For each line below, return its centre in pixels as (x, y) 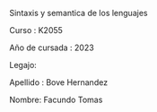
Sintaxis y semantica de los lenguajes (78, 13)
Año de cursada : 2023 (52, 47)
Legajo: (23, 65)
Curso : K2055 (36, 30)
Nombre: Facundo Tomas (56, 99)
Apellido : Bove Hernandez (59, 82)
